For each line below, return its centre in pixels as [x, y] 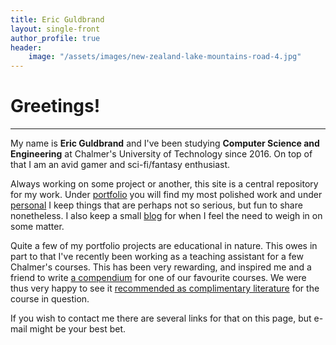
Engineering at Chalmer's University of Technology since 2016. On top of [161, 154]
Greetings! [55, 106]
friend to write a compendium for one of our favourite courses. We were [158, 278]
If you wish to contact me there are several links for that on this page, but [161, 318]
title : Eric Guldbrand [57, 19]
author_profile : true [55, 38]
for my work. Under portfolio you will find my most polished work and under [166, 195]
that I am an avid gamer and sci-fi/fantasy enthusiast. [120, 165]
